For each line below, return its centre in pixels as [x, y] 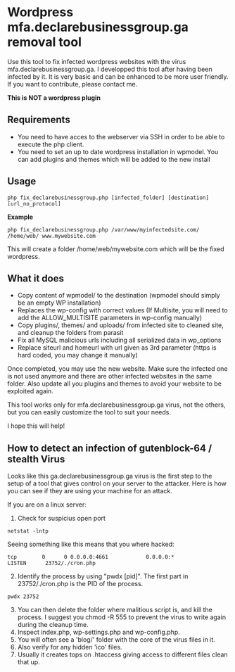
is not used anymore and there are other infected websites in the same [110, 376]
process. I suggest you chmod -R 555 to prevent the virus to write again [122, 617]
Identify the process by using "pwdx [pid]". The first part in [103, 576]
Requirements [39, 120]
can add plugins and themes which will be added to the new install [114, 159]
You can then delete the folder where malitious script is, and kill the [115, 610]
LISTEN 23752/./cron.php [52, 564]
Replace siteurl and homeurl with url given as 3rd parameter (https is [117, 348]
